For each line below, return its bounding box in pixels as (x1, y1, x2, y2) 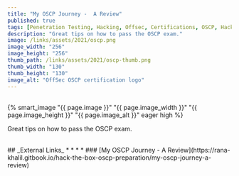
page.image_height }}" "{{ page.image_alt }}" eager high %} (7, 111, 184, 119)
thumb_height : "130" (7, 70, 69, 77)
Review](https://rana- (167, 146, 230, 155)
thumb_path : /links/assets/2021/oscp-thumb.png (7, 57, 152, 64)
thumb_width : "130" (7, 63, 65, 70)
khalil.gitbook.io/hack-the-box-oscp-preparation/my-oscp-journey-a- (7, 153, 212, 162)
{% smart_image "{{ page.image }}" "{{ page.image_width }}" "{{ (7, 104, 198, 112)
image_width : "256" (7, 43, 65, 50)
